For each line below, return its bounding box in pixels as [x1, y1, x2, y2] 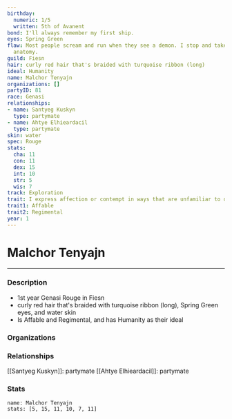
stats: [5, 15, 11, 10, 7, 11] [7, 406, 97, 413]
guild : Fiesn [7, 55, 45, 62]
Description [7, 278, 48, 287]
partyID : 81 [7, 87, 41, 94]
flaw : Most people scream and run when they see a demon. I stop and [7, 42, 212, 49]
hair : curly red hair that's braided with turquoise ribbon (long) [7, 61, 206, 68]
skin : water [7, 132, 41, 139]
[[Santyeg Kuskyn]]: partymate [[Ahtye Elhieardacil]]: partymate [7, 367, 189, 376]
